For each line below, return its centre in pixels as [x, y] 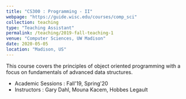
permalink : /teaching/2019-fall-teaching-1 [60, 33]
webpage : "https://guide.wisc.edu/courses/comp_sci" [72, 17]
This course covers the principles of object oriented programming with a [93, 66]
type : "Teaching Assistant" [40, 28]
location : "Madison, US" [36, 49]
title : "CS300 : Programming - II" [49, 11]
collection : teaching [32, 22]
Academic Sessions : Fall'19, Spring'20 [61, 83]
